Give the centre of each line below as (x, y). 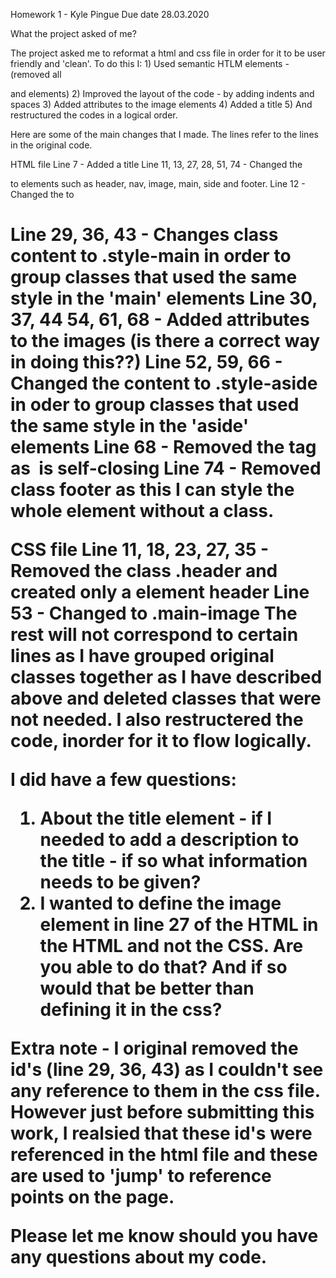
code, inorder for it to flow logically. (161, 741)
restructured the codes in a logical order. (94, 115)
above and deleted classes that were (166, 698)
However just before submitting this (162, 1112)
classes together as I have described (166, 677)
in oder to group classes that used (155, 405)
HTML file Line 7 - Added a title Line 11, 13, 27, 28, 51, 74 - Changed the (156, 164)
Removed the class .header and (144, 571)
